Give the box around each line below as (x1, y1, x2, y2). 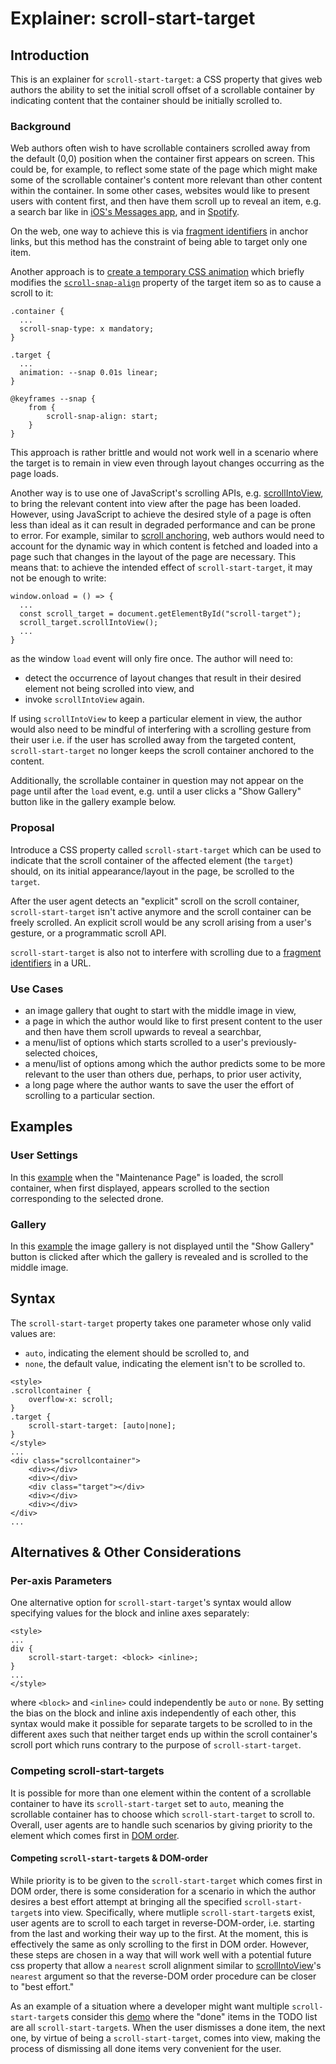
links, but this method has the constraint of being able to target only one (10, 236, 308, 248)
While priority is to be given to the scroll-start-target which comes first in (10, 1874, 323, 1886)
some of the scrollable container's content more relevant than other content (10, 174, 323, 186)
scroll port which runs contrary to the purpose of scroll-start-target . (10, 1739, 302, 1751)
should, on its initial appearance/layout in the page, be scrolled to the (10, 865, 295, 877)
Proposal (10, 821, 55, 835)
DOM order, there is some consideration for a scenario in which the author (10, 1885, 317, 1897)
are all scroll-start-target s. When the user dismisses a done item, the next (10, 2021, 326, 2033)
